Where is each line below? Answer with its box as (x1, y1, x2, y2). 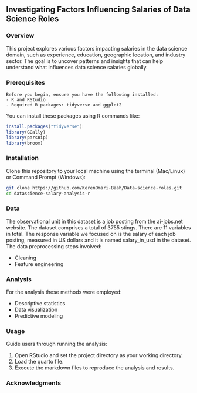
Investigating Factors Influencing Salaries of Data (6, 5, 191, 15)
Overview (6, 32, 35, 40)
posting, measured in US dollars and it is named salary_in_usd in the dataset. (6, 237, 191, 244)
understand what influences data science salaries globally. (6, 64, 148, 71)
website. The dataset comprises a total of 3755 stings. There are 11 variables (6, 224, 191, 231)
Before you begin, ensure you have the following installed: (6, 91, 159, 98)
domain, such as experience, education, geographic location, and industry (6, 51, 186, 58)
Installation (6, 154, 39, 162)
